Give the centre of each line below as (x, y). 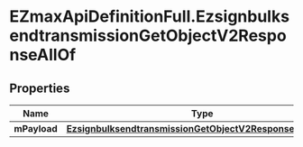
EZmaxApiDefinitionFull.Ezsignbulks (150, 17)
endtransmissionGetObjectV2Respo (148, 36)
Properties (40, 88)
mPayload (36, 129)
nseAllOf (43, 55)
